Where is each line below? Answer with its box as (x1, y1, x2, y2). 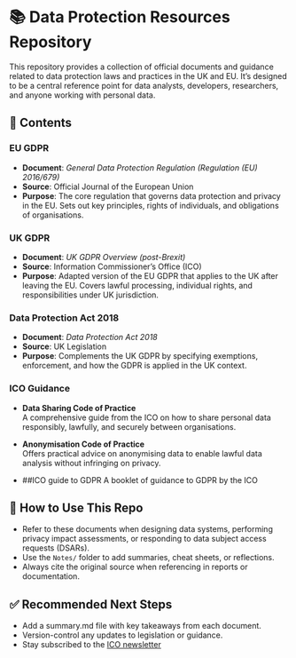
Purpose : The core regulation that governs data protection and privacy (21, 190, 281, 201)
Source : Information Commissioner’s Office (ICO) (21, 261, 202, 272)
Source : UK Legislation (21, 341, 107, 352)
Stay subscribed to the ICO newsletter (21, 639, 161, 650)
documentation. (21, 571, 80, 582)
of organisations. (21, 210, 84, 220)
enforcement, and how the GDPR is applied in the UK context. (21, 361, 247, 371)
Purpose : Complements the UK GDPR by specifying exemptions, (21, 351, 259, 361)
